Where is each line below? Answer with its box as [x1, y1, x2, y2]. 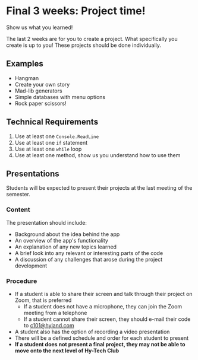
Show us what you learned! [6, 24, 73, 31]
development [14, 262, 48, 269]
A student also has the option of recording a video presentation [14, 328, 170, 335]
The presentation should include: [6, 219, 87, 226]
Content [6, 206, 31, 214]
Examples [6, 59, 43, 69]
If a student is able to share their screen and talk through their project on [14, 290, 193, 297]
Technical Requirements [6, 117, 99, 127]
